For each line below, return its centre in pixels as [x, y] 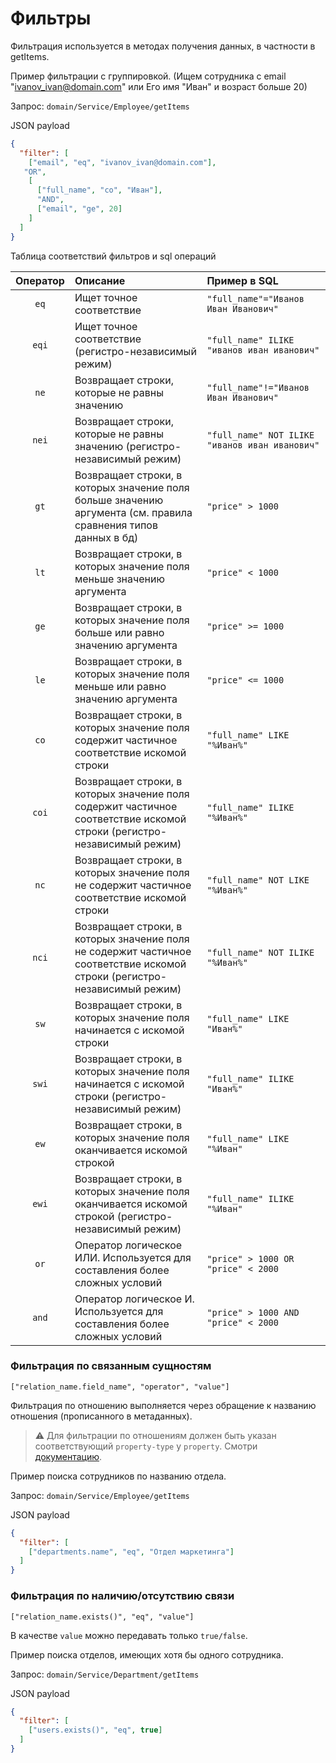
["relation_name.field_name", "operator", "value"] [120, 1387]
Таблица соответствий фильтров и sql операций [113, 256]
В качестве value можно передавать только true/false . [129, 1635]
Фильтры [51, 18]
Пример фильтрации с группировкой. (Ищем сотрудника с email [148, 76]
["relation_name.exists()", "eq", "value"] [102, 1617]
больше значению [119, 500]
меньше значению [119, 579]
